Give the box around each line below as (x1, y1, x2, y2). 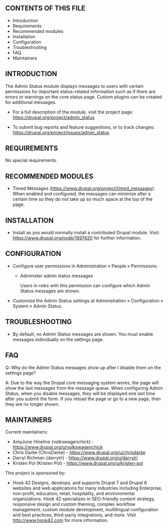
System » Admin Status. (12, 303, 63, 309)
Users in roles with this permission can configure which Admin (20, 282, 150, 288)
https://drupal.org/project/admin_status (12, 114, 95, 120)
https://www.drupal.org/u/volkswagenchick (12, 444, 103, 450)
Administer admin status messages (20, 273, 93, 279)
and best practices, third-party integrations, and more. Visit (12, 512, 136, 518)
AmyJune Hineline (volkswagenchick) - (12, 439, 94, 445)
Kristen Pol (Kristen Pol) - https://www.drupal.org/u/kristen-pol (12, 460, 143, 466)
